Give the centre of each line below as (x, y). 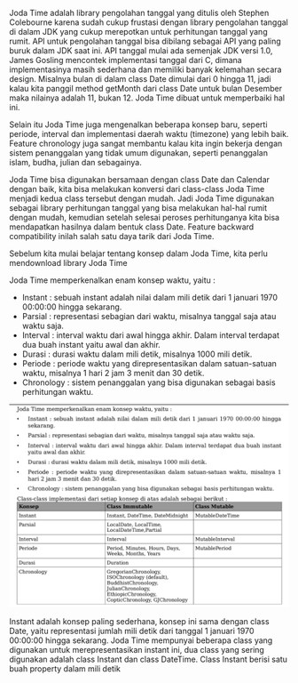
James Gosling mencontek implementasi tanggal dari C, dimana (125, 60)
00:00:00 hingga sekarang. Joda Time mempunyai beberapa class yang (141, 640)
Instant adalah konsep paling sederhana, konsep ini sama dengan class (139, 622)
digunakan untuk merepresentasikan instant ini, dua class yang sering (137, 650)
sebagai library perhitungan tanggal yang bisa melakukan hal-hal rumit (138, 208)
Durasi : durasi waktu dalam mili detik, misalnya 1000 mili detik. (137, 354)
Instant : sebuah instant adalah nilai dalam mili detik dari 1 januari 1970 (149, 297)
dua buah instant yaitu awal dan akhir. (91, 345)
